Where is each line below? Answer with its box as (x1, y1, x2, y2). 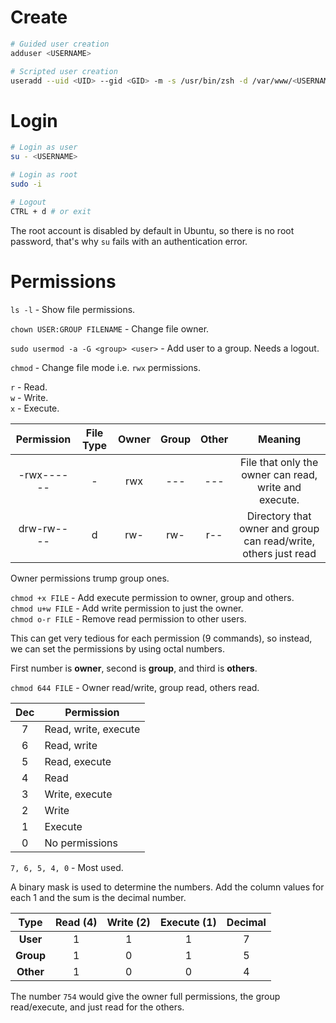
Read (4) (55, 915, 98, 929)
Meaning (257, 432, 302, 446)
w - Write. (10, 391, 49, 403)
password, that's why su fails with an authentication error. (10, 235, 248, 247)
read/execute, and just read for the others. (10, 1001, 185, 1013)
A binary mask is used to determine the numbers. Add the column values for (10, 881, 325, 893)
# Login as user (10, 142, 78, 153)
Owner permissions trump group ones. (10, 572, 170, 584)
